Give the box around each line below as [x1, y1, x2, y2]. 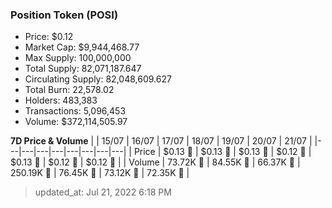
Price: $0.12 [24, 31, 74, 43]
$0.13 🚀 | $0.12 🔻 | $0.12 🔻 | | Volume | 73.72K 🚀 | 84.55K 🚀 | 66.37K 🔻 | [10, 156, 301, 168]
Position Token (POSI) [10, 8, 119, 22]
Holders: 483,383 [24, 94, 98, 107]
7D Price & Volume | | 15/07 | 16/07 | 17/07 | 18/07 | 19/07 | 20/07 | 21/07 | [10, 135, 313, 147]
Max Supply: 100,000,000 [24, 52, 132, 64]
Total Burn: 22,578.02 [24, 84, 115, 96]
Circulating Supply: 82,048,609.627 [24, 73, 172, 85]
